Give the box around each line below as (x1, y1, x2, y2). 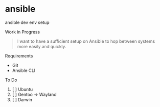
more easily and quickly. (17, 43, 67, 49)
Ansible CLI (12, 67, 36, 73)
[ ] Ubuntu (12, 86, 33, 92)
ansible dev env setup (5, 19, 50, 25)
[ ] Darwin (12, 96, 33, 103)
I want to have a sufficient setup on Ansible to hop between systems (17, 38, 155, 44)
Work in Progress (5, 29, 40, 35)
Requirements (5, 53, 33, 59)
